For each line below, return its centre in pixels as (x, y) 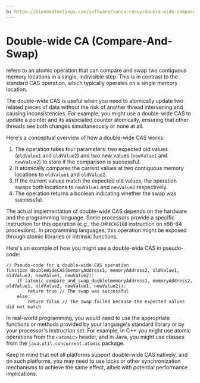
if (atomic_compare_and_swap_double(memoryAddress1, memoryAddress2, (105, 281)
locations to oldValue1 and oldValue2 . (61, 174)
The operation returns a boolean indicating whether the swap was (96, 193)
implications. (22, 373)
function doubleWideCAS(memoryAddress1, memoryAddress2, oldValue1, (93, 270)
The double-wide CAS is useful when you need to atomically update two (95, 101)
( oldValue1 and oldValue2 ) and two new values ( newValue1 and (91, 155)
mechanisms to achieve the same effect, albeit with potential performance (97, 367)
